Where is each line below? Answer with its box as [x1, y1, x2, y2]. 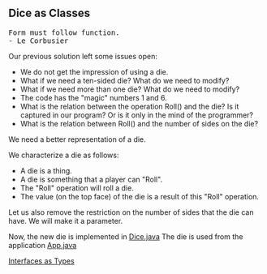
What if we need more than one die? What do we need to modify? [19, 84, 240, 94]
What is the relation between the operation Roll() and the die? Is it [19, 101, 239, 111]
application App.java [8, 240, 77, 250]
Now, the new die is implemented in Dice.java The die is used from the [8, 231, 243, 242]
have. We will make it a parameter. [8, 216, 123, 225]
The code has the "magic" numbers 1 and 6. [19, 92, 168, 102]
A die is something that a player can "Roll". [19, 174, 163, 184]
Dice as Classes [8, 6, 91, 20]
